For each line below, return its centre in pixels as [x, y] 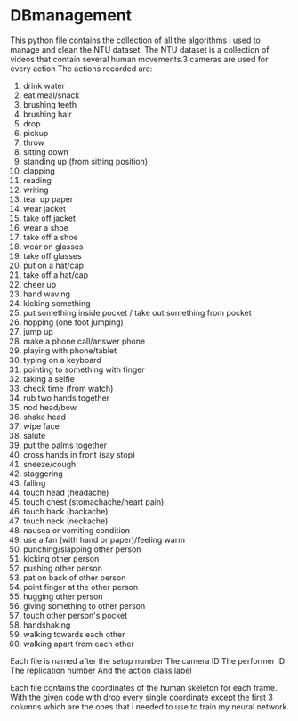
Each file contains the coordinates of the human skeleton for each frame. [144, 687]
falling [34, 482]
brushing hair [47, 114]
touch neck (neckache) [65, 521]
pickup [36, 133]
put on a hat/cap [53, 265]
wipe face [41, 426]
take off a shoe [50, 237]
